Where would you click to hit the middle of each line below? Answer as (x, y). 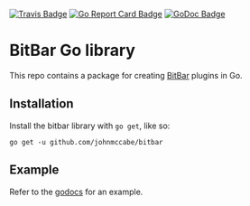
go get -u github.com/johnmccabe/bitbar (87, 142)
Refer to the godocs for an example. (76, 192)
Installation (42, 104)
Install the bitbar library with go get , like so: (90, 126)
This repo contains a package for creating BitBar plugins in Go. (126, 75)
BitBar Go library (72, 51)
